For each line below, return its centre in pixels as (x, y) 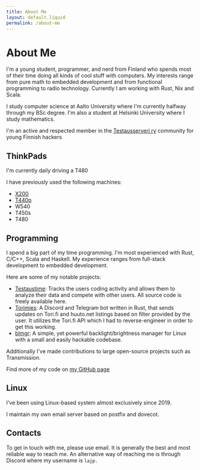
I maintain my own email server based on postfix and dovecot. (83, 414)
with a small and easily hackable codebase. (69, 339)
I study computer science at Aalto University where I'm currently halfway (96, 106)
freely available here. (41, 301)
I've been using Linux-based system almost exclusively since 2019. (89, 402)
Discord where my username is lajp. (52, 460)
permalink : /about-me (33, 23)
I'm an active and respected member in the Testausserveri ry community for (100, 131)
